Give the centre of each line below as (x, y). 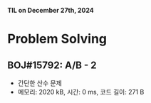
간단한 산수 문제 (40, 83)
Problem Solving (57, 39)
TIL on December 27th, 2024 (51, 10)
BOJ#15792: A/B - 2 (52, 65)
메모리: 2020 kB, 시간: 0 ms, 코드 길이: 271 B (81, 92)
